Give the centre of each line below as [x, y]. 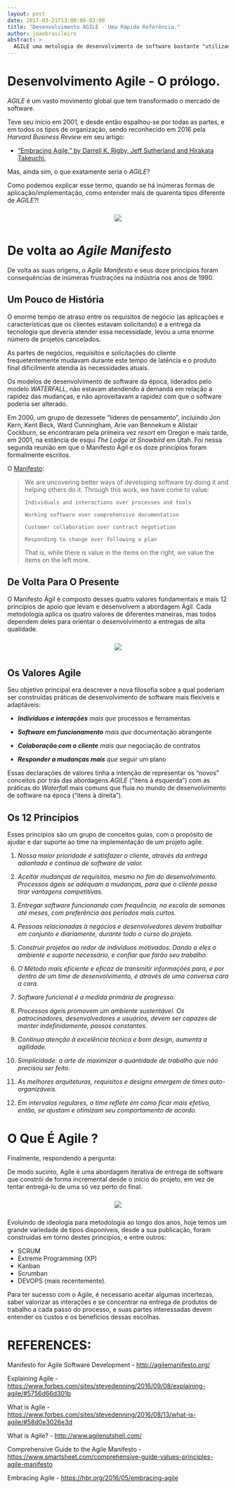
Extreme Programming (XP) [57, 1259]
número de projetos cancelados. [54, 339]
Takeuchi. [32, 158]
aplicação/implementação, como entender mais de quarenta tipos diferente [116, 192]
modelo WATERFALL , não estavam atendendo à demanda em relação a [110, 388]
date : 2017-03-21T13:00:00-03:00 [56, 20]
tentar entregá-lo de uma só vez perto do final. [75, 1187]
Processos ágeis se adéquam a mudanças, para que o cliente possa [117, 885]
